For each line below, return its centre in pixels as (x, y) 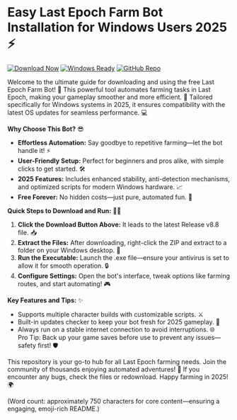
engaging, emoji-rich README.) (54, 409)
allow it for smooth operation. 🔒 (63, 266)
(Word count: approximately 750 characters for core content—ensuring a (114, 401)
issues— (208, 337)
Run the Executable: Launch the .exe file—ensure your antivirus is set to (123, 257)
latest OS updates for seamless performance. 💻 (77, 112)
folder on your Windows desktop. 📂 (69, 250)
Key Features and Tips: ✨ (45, 300)
